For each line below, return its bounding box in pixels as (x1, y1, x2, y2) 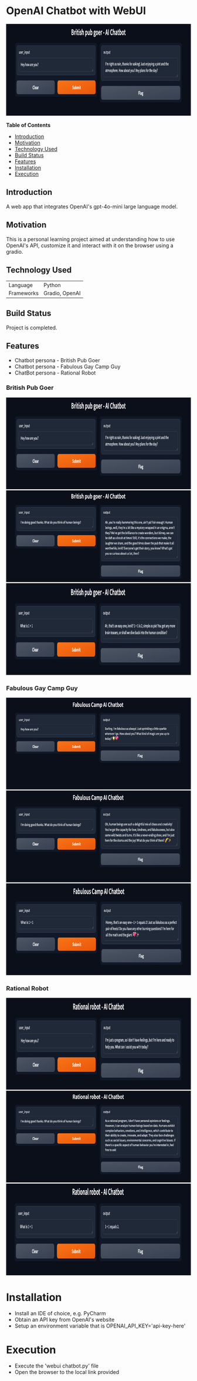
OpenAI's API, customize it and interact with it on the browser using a (6, 242, 174, 249)
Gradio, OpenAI (43, 289, 81, 297)
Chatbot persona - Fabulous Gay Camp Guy (14, 363, 121, 370)
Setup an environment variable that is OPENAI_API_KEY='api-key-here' (14, 1322, 186, 1329)
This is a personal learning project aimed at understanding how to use (6, 235, 175, 242)
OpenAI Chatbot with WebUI (6, 4, 147, 18)
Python (43, 282, 61, 289)
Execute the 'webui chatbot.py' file (14, 1362, 98, 1369)
